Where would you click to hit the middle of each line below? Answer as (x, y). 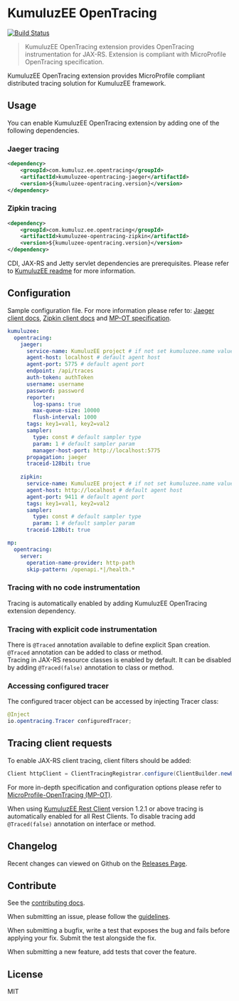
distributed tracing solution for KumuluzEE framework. (87, 83)
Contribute (32, 885)
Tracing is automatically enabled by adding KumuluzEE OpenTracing (107, 603)
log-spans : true (57, 404)
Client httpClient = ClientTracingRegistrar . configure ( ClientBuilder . (114, 774)
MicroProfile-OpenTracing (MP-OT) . (60, 795)
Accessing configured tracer (58, 686)
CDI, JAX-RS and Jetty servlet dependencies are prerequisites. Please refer (118, 263)
